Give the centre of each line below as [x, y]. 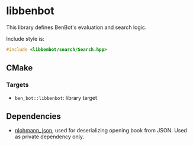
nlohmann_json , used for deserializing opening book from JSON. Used [101, 131]
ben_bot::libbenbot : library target [56, 98]
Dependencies [33, 116]
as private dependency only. [49, 137]
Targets [17, 85]
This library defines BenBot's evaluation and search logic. [76, 27]
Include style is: [25, 38]
